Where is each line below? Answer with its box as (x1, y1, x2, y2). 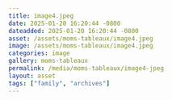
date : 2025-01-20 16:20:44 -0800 (8, 19, 121, 27)
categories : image (8, 49, 70, 57)
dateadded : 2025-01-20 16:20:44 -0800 (8, 27, 139, 35)
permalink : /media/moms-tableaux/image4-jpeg (8, 65, 164, 73)
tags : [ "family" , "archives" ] (8, 79, 111, 87)
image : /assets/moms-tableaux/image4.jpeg (8, 42, 153, 50)
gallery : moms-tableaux (8, 57, 89, 65)
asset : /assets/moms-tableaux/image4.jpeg (8, 34, 153, 43)
